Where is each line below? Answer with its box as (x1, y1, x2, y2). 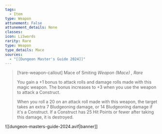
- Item (9, 12, 23, 16)
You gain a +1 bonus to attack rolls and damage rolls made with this (16, 79, 152, 85)
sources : (5, 52, 23, 57)
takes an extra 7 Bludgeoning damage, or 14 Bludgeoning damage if (16, 104, 153, 110)
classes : (5, 30, 23, 34)
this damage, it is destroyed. (16, 114, 74, 120)
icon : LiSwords (5, 34, 36, 39)
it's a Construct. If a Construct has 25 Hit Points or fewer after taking (16, 109, 154, 115)
